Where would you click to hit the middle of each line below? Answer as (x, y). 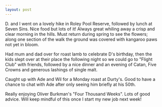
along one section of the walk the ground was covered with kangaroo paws (81, 39)
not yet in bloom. (22, 44)
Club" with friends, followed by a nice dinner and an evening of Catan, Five (81, 64)
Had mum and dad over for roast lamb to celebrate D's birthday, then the (79, 54)
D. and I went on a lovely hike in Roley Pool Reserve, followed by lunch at (79, 24)
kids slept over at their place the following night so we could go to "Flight (79, 59)
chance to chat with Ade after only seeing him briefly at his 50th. (70, 84)
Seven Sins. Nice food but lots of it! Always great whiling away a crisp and (80, 29)
